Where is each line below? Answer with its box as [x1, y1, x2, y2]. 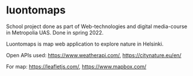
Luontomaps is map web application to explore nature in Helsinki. [6, 40, 164, 47]
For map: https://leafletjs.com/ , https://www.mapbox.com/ [6, 63, 147, 70]
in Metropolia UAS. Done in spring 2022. [6, 29, 104, 36]
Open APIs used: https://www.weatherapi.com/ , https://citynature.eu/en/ [6, 51, 182, 58]
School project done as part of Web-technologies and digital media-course [6, 23, 188, 30]
